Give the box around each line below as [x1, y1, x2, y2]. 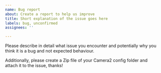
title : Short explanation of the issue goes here [5, 16, 108, 21]
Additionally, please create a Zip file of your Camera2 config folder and [5, 57, 148, 63]
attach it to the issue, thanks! [5, 63, 63, 69]
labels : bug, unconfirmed [5, 20, 58, 26]
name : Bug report [5, 7, 40, 12]
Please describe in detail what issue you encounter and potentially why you [5, 43, 157, 49]
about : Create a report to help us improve [5, 12, 95, 17]
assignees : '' [5, 25, 34, 30]
